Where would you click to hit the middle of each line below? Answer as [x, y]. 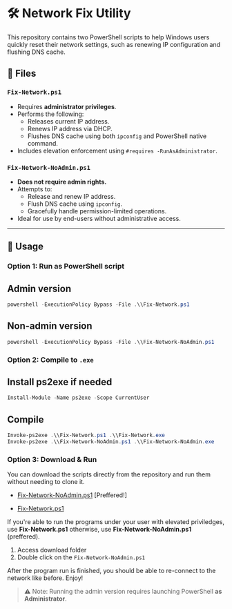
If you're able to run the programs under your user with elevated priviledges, [116, 522]
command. [43, 143]
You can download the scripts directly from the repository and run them [109, 474]
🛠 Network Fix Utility [69, 13]
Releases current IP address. [68, 121]
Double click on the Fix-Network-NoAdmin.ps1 [81, 557]
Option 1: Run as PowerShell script [66, 267]
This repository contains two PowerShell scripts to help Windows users [108, 37]
